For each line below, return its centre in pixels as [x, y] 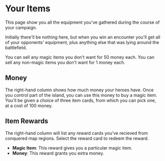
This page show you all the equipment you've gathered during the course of [82, 22]
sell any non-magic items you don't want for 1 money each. [65, 62]
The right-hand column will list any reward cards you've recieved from [77, 133]
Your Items [28, 9]
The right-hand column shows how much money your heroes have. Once [80, 90]
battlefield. [16, 47]
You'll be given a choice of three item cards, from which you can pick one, [81, 100]
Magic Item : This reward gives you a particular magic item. [72, 148]
